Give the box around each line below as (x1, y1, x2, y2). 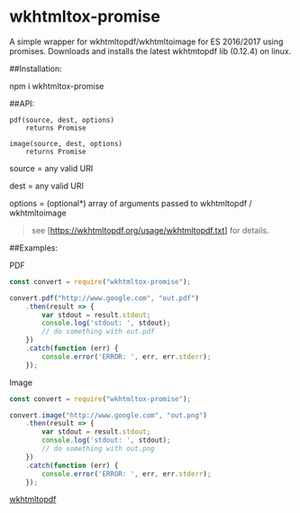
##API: (9, 97, 35, 109)
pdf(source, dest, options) (9, 115, 115, 124)
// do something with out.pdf (41, 327, 155, 336)
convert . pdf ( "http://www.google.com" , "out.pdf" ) (9, 293, 200, 303)
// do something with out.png (41, 444, 155, 453)
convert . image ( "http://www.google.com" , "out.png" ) (9, 410, 207, 420)
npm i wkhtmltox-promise (9, 80, 105, 91)
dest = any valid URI (9, 180, 84, 191)
